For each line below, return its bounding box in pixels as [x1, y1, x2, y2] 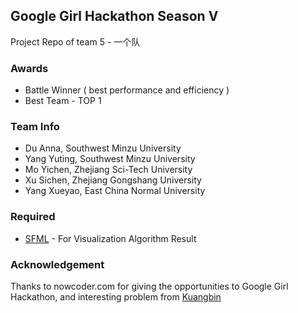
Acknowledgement [10, 257, 105, 271]
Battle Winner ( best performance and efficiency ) [24, 84, 230, 96]
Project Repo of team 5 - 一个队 [10, 35, 141, 48]
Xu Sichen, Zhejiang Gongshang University [24, 174, 202, 186]
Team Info [10, 120, 60, 134]
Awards [10, 61, 49, 75]
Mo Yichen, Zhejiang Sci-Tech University [24, 164, 193, 176]
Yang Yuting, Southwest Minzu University [24, 153, 196, 165]
